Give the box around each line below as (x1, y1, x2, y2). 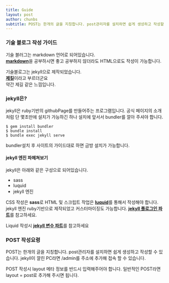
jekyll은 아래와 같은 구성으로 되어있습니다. (6, 167, 88, 173)
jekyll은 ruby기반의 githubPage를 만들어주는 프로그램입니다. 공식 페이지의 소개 (6, 107, 162, 114)
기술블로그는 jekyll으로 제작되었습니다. (6, 69, 82, 75)
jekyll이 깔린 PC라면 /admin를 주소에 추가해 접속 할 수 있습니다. (20, 255, 146, 261)
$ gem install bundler (6, 124, 54, 129)
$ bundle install (6, 128, 43, 133)
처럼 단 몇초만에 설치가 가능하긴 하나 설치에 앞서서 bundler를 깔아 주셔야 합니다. (6, 114, 163, 120)
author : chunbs (6, 17, 38, 22)
